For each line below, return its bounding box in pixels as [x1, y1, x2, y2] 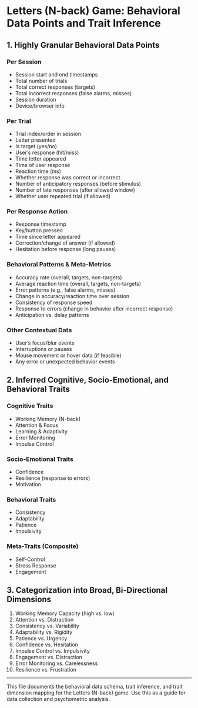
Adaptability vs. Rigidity [15, 629, 73, 636]
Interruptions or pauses [15, 346, 72, 353]
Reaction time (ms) [15, 168, 61, 175]
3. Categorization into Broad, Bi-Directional [6, 585, 168, 595]
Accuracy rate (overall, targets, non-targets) [15, 273, 122, 280]
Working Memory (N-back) [15, 415, 81, 422]
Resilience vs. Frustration [15, 666, 77, 673]
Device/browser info [15, 102, 65, 109]
